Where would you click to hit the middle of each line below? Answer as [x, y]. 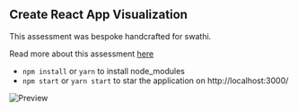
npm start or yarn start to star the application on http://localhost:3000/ [155, 81]
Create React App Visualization [99, 15]
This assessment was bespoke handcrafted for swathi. [110, 36]
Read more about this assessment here [82, 54]
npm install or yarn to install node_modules [104, 71]
